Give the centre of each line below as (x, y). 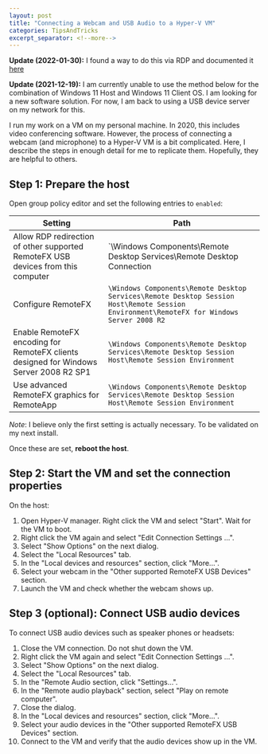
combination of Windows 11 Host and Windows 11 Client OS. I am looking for (133, 93)
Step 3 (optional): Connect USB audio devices (125, 613)
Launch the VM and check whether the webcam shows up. (117, 588)
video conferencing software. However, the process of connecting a (121, 134)
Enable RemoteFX (47, 332)
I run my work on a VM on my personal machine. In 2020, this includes (124, 125)
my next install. (34, 433)
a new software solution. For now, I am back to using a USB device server (130, 101)
